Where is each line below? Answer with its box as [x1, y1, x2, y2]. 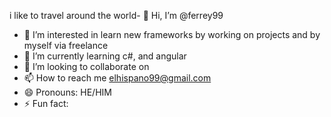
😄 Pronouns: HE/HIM [23, 86, 112, 98]
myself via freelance [23, 40, 109, 51]
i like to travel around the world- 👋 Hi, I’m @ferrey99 [9, 10, 224, 21]
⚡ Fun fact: [23, 98, 69, 109]
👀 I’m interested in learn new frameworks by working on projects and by [23, 29, 321, 40]
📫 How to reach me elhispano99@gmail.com [23, 72, 212, 84]
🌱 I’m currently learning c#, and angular [23, 50, 187, 62]
